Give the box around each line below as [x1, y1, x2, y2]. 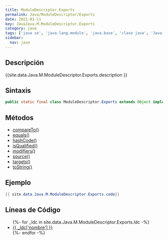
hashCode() [12, 137, 37, 143]
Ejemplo [5, 178, 31, 187]
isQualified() [12, 143, 38, 149]
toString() [12, 164, 32, 170]
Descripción [5, 59, 44, 67]
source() [12, 153, 30, 159]
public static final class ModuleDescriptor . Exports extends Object [5, 100, 151, 105]
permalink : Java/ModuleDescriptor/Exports [5, 12, 95, 17]
